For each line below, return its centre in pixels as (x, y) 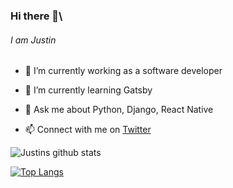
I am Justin (33, 40)
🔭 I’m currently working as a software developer (123, 71)
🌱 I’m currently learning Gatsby (88, 90)
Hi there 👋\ (36, 16)
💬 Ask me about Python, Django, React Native (119, 110)
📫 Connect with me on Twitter (88, 130)
